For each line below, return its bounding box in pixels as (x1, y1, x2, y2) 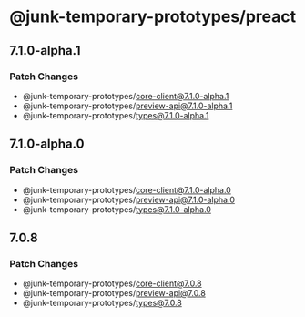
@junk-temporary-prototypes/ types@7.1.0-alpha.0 (22, 203, 212, 215)
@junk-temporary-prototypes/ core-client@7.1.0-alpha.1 (22, 90, 229, 101)
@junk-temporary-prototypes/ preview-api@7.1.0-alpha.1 (22, 100, 233, 111)
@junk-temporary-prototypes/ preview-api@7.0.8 (22, 288, 207, 299)
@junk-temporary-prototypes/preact (9, 6, 297, 27)
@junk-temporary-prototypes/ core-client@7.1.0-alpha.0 (22, 184, 232, 195)
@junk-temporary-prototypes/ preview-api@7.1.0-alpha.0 (22, 194, 235, 205)
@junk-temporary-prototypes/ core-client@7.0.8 (22, 278, 202, 289)
